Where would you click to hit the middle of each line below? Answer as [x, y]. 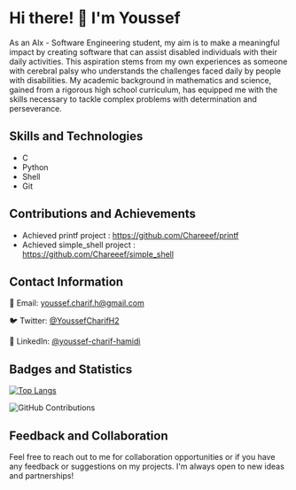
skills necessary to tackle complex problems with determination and [133, 99]
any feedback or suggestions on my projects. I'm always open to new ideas [147, 466]
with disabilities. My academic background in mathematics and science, [140, 80]
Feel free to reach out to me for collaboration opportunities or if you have [142, 457]
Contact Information [66, 281]
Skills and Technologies [76, 136]
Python [35, 167]
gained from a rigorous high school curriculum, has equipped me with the [143, 89]
